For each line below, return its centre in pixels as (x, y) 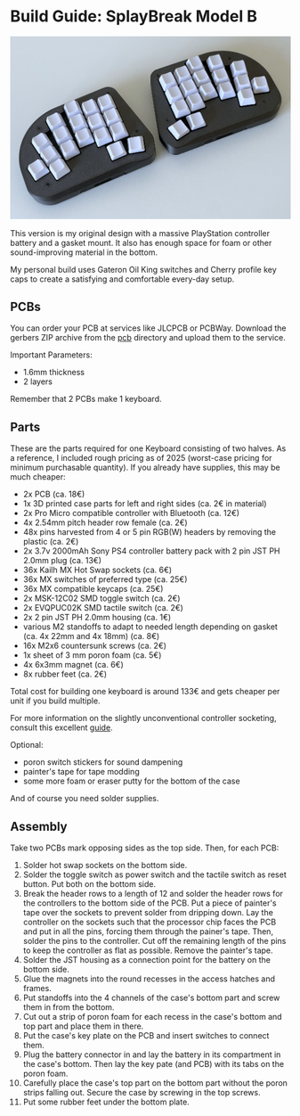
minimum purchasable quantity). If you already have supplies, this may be (145, 468)
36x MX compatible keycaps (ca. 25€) (93, 589)
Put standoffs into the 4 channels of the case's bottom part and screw (151, 997)
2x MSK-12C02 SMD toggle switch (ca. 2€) (101, 598)
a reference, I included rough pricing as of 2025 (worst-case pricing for (141, 458)
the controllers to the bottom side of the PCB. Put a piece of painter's (150, 903)
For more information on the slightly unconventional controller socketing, (143, 718)
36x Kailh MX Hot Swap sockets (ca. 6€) (97, 570)
